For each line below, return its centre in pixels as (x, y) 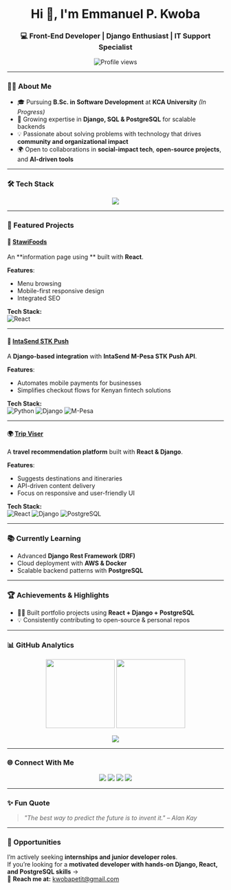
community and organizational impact (73, 141)
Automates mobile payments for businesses (79, 383)
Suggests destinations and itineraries (69, 478)
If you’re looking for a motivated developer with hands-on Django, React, (112, 865)
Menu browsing (39, 284)
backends (31, 126)
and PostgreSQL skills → (43, 872)
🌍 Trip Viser (25, 434)
